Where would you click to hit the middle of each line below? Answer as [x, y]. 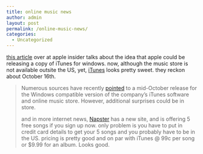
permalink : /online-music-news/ [47, 29]
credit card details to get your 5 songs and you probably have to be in [108, 132]
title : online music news [39, 12]
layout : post [23, 23]
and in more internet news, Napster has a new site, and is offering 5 [106, 119]
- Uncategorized [32, 40]
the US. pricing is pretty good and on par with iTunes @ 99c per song [108, 138]
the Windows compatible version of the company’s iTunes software [105, 95]
